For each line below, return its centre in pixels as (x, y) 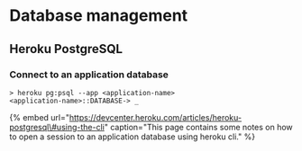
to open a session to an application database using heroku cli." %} (132, 137)
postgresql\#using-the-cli (57, 127)
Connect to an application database (89, 75)
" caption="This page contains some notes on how (198, 127)
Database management (99, 16)
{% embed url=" (40, 117)
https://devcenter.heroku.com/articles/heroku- (155, 117)
